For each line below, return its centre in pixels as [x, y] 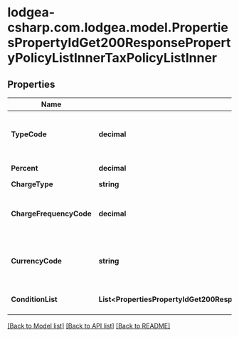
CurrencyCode [37, 261]
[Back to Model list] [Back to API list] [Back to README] [89, 326]
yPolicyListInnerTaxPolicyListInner [112, 58]
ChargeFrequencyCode [52, 213]
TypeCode [29, 134]
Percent [25, 168]
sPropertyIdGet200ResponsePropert [119, 43]
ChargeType [32, 184]
